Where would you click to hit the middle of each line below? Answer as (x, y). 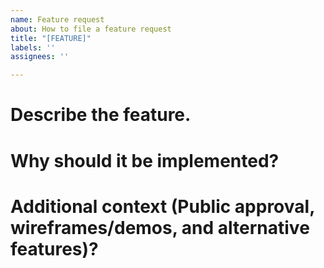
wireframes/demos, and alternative (160, 227)
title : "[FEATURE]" (51, 38)
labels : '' (33, 47)
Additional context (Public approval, (162, 206)
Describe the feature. (101, 115)
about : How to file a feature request (91, 29)
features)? (54, 248)
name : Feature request (57, 19)
